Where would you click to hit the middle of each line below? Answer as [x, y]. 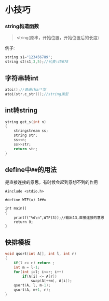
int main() [16, 208]
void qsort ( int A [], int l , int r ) [41, 254]
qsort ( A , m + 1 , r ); [32, 290]
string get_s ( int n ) [26, 122]
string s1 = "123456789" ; [29, 57]
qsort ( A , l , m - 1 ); [32, 285]
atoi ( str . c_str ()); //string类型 [37, 94]
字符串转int [22, 78]
